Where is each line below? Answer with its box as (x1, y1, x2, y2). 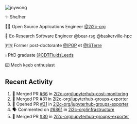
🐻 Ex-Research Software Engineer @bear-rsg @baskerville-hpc (5, 33, 132, 39)
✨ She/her (5, 14, 26, 19)
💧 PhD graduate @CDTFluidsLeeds (5, 52, 74, 58)
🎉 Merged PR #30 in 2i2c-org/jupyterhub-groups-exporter (12, 113, 130, 119)
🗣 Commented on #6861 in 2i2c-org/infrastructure (12, 107, 115, 112)
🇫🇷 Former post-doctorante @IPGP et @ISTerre (5, 43, 102, 48)
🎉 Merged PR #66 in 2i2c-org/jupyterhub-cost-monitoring (12, 91, 128, 96)
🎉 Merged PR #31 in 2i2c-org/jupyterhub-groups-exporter (12, 96, 128, 102)
